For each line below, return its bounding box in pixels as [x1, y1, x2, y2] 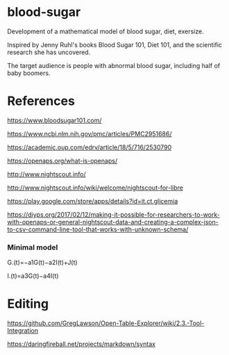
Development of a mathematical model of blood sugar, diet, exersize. [7, 27, 204, 35]
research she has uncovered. [7, 48, 91, 56]
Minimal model [7, 242, 58, 252]
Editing [7, 296, 49, 312]
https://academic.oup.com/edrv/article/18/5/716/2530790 [7, 143, 172, 151]
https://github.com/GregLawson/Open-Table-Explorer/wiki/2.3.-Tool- [7, 319, 205, 327]
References [7, 93, 75, 109]
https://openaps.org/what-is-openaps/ [7, 156, 118, 165]
